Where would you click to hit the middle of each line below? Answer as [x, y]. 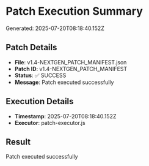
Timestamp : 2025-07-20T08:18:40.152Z [65, 116]
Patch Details [31, 47]
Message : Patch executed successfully [64, 82]
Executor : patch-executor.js [50, 123]
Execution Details [40, 101]
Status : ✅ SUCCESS [40, 75]
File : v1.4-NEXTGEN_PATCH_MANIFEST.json [71, 62]
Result [18, 142]
